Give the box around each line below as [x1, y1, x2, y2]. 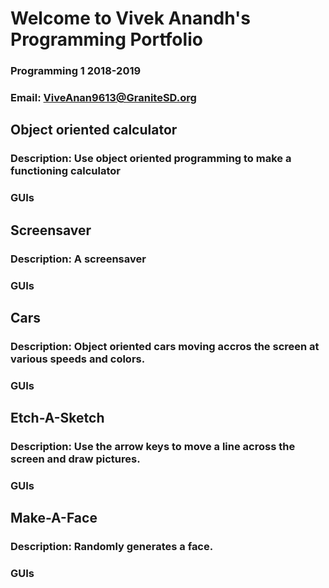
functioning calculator [10, 164, 121, 178]
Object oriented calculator [10, 122, 178, 139]
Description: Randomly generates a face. [10, 540, 214, 554]
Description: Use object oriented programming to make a [10, 152, 292, 166]
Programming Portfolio [10, 28, 203, 51]
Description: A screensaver [10, 252, 147, 266]
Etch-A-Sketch [10, 410, 105, 427]
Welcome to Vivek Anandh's [10, 7, 252, 30]
